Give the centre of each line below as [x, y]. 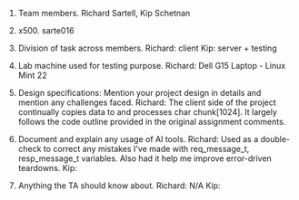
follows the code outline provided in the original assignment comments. [152, 122]
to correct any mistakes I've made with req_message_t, [146, 149]
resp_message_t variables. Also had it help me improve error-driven [145, 158]
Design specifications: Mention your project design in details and [140, 93]
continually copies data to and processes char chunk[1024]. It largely [147, 112]
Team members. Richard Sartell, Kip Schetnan [104, 13]
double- [275, 139]
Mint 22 [32, 75]
